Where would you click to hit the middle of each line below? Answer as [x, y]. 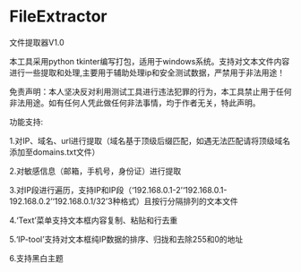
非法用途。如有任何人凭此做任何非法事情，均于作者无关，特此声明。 [135, 102]
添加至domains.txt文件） [55, 152]
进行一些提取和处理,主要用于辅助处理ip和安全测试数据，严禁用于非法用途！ [147, 72]
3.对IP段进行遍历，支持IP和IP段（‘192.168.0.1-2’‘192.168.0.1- [118, 190]
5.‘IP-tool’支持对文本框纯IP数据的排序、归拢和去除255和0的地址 [126, 239]
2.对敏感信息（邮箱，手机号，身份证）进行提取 [95, 171]
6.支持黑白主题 [37, 258]
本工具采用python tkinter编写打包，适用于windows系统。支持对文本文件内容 [150, 61]
